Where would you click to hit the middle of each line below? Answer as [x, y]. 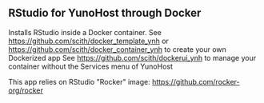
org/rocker [26, 90]
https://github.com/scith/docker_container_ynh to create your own [117, 49]
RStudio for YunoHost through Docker [105, 13]
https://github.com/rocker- [196, 81]
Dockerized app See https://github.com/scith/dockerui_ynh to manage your [132, 57]
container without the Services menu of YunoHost [91, 66]
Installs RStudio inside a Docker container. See [85, 32]
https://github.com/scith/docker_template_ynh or [89, 41]
